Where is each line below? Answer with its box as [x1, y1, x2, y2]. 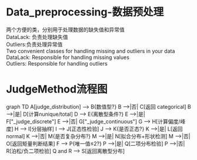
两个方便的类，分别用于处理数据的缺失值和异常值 [6, 26, 125, 33]
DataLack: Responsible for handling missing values [6, 54, 129, 61]
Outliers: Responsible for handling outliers [6, 60, 108, 67]
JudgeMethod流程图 [6, 83, 108, 96]
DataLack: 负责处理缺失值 [6, 33, 68, 40]
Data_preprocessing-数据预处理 [6, 5, 164, 19]
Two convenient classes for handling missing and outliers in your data [6, 47, 175, 54]
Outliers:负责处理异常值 [6, 41, 63, 48]
